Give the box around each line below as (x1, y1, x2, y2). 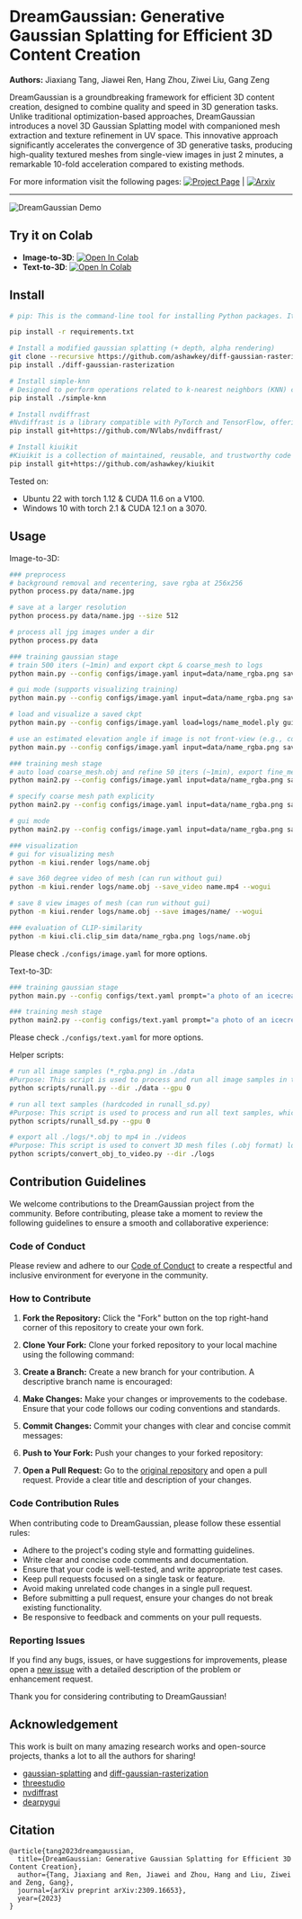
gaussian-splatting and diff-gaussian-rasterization (22, 1768, 209, 1779)
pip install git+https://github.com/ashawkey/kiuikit (9, 459, 216, 469)
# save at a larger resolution (9, 603, 127, 613)
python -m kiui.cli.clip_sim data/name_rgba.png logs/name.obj (9, 931, 252, 941)
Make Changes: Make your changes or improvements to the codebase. (22, 1394, 288, 1404)
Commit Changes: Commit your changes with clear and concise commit (22, 1421, 291, 1431)
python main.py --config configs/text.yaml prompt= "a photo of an (9, 991, 263, 1000)
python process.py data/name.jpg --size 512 (9, 612, 179, 621)
